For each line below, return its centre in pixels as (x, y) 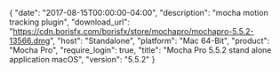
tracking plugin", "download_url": (70, 22)
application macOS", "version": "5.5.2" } (82, 59)
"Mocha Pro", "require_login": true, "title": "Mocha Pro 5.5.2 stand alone (140, 50)
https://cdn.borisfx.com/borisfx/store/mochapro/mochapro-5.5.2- (133, 31)
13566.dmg (30, 40)
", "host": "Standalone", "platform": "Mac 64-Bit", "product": (160, 40)
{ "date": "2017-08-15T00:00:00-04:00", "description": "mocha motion (139, 13)
